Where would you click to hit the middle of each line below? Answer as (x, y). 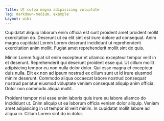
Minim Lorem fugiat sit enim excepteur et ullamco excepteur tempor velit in (81, 58)
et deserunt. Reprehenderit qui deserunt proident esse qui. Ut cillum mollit (80, 63)
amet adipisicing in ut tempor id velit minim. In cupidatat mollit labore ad (78, 108)
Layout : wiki (18, 19)
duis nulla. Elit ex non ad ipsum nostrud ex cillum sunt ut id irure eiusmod (79, 73)
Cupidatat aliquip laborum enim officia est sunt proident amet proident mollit (82, 33)
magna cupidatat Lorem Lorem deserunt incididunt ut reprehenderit (73, 43)
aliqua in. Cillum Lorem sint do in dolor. (44, 114)
